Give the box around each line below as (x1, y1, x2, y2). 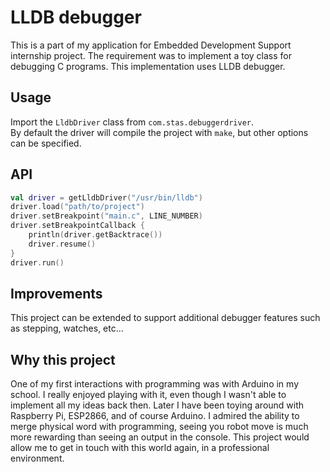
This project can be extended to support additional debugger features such (10, 312, 321, 324)
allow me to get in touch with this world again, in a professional (10, 442, 270, 454)
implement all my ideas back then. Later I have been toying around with (10, 399, 305, 411)
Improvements (10, 285, 103, 302)
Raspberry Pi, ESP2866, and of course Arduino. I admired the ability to (10, 410, 300, 422)
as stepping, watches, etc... (10, 322, 124, 335)
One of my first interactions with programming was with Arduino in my (10, 378, 300, 390)
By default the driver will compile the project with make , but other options (10, 126, 309, 138)
